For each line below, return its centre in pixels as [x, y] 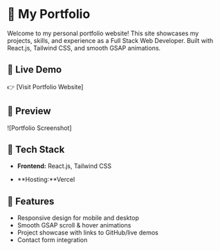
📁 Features [31, 201]
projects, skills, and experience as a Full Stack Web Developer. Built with [110, 40]
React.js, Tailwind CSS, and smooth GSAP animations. [84, 48]
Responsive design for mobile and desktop [78, 218]
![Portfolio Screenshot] [39, 128]
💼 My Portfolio [49, 14]
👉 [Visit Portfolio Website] [45, 86]
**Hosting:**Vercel [46, 180]
